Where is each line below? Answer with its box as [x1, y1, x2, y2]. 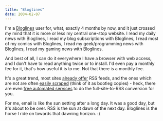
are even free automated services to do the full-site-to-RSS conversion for [5, 85, 154, 91]
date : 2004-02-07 [5, 12, 40, 17]
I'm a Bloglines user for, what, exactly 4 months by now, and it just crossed [5, 25, 155, 31]
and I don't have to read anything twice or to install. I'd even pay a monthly [5, 60, 155, 66]
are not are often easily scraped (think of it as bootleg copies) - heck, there [5, 80, 156, 86]
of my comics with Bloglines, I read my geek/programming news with [5, 40, 144, 46]
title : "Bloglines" [5, 7, 45, 12]
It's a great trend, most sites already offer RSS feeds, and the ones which [5, 75, 152, 81]
